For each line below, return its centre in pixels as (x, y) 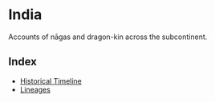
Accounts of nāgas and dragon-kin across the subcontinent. (108, 37)
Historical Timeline (51, 80)
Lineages (35, 89)
